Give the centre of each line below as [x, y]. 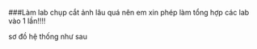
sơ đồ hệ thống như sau [48, 37]
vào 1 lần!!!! [27, 21]
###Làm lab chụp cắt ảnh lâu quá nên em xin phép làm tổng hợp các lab [129, 12]
